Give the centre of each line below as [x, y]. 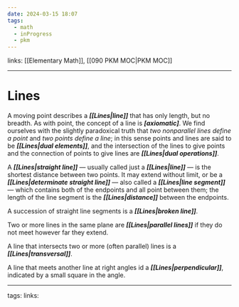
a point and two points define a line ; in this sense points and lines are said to [119, 139]
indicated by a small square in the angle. [67, 275]
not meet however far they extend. [58, 232]
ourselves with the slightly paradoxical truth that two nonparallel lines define [119, 131]
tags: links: [23, 296]
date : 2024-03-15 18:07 [43, 14]
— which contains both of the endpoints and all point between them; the [113, 190]
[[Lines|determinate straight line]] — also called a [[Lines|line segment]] [116, 183]
